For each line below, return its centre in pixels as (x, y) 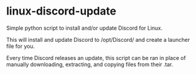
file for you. (21, 46)
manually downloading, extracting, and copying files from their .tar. (90, 64)
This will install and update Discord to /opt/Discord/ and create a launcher (98, 39)
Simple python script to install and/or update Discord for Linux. (84, 28)
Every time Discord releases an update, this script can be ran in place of (96, 58)
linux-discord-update (61, 11)
